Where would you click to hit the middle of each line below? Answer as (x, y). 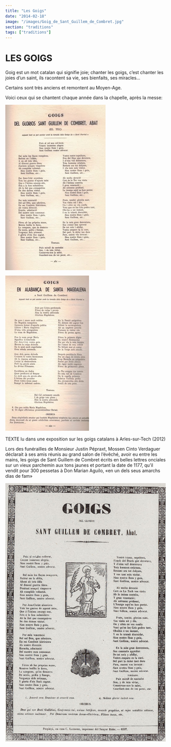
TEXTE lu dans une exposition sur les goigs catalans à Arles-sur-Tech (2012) (85, 439)
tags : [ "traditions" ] (28, 32)
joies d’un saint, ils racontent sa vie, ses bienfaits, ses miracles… (73, 78)
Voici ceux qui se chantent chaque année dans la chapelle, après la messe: (84, 98)
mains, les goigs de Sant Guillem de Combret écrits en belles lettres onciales (85, 460)
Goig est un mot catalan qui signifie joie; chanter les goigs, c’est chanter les (84, 73)
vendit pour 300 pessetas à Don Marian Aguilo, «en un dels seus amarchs (83, 471)
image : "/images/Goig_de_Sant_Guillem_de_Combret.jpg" (65, 21)
